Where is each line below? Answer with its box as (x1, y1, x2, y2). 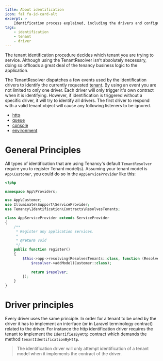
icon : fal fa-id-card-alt (5, 12, 57, 16)
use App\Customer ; (5, 197, 42, 203)
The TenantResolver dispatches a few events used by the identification (5, 77, 147, 82)
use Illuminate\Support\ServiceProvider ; (5, 202, 90, 207)
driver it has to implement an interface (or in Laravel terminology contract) (5, 321, 153, 327)
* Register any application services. (16, 229, 95, 234)
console (12, 122, 28, 128)
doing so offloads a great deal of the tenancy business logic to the (5, 62, 138, 68)
